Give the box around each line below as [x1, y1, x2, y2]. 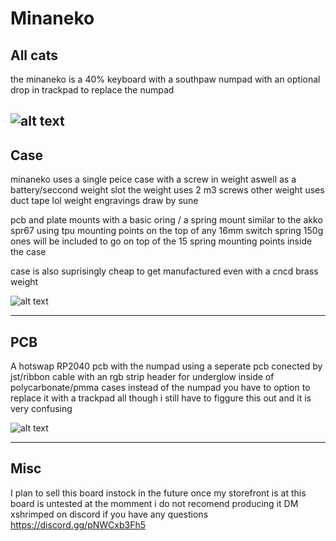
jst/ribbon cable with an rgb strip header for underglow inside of [10, 371, 275, 383]
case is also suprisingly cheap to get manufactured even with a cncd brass [10, 265, 319, 277]
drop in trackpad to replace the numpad [10, 84, 175, 96]
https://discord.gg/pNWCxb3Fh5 [10, 518, 146, 531]
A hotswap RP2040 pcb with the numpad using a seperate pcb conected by [10, 360, 323, 372]
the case [10, 246, 47, 258]
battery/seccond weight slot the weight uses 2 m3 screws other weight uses [10, 184, 325, 196]
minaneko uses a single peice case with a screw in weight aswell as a [10, 173, 297, 186]
